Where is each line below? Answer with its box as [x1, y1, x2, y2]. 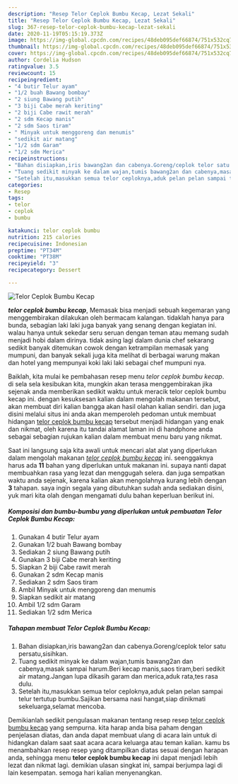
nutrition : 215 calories [8, 234, 81, 241]
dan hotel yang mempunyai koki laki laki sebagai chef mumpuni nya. [8, 358, 207, 367]
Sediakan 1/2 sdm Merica [18, 608, 93, 616]
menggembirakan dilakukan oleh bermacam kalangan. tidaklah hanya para [8, 313, 225, 322]
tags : [8, 195, 24, 202]
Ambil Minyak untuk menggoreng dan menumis [18, 585, 156, 594]
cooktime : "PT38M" [8, 253, 62, 260]
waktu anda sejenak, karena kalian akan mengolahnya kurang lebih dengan [8, 475, 227, 485]
